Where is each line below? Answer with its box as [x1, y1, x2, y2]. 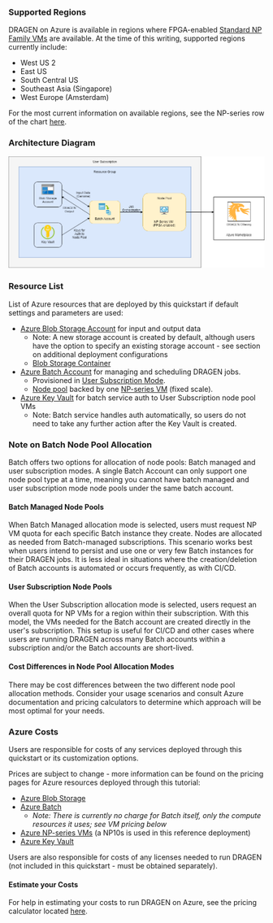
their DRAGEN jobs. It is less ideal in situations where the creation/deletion [8, 555, 258, 564]
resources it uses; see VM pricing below [32, 819, 167, 829]
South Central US [19, 76, 79, 85]
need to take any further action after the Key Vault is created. [32, 418, 237, 429]
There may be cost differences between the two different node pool [8, 680, 236, 690]
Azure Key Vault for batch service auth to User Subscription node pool [19, 393, 256, 403]
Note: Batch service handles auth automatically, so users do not [32, 410, 246, 420]
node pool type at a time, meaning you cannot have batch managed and [8, 475, 249, 485]
